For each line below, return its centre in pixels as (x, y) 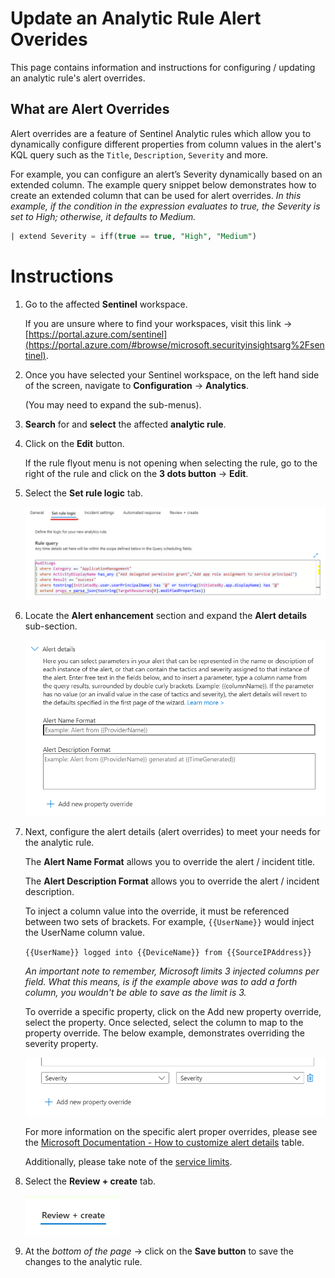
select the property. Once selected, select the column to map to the (164, 1023)
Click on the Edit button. (74, 443)
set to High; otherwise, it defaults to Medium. (103, 216)
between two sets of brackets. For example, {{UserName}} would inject (169, 922)
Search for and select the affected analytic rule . (125, 424)
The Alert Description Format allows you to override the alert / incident (172, 881)
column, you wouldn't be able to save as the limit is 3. (135, 993)
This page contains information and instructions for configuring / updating (163, 67)
